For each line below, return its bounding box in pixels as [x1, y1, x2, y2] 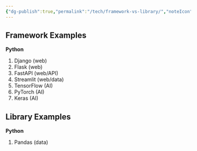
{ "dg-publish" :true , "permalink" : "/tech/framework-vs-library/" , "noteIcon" [5, 8, 193, 15]
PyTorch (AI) [14, 89, 45, 96]
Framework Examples [5, 31, 86, 41]
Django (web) [14, 57, 48, 65]
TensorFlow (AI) [14, 82, 54, 89]
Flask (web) [14, 63, 43, 71]
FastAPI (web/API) [14, 70, 59, 77]
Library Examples [5, 112, 71, 122]
